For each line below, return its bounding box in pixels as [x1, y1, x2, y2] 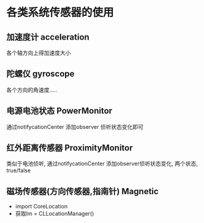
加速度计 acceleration [6, 32, 90, 42]
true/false [6, 167, 31, 174]
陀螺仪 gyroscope [6, 68, 75, 79]
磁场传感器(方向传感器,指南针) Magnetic [6, 186, 159, 196]
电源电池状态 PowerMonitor [6, 106, 113, 116]
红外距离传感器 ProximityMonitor [6, 143, 133, 153]
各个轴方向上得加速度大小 [6, 49, 71, 56]
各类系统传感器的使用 [6, 5, 115, 20]
